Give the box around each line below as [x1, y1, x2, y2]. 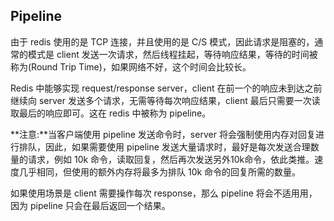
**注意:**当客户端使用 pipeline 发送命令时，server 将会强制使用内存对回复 [10, 128, 316, 140]
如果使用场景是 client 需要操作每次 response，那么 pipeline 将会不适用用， [10, 187, 318, 199]
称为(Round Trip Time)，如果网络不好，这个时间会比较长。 [10, 60, 252, 73]
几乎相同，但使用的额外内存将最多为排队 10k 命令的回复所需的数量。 [18, 165, 302, 178]
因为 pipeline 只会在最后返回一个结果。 [10, 199, 171, 211]
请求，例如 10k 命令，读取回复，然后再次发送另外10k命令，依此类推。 [27, 153, 315, 165]
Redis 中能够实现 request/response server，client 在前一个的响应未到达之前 [10, 82, 323, 94]
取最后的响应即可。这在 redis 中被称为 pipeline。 [10, 107, 212, 119]
